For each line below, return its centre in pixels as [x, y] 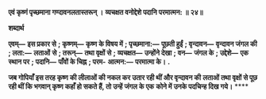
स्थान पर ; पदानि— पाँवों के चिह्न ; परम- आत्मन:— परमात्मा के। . [89, 62]
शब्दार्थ [16, 28]
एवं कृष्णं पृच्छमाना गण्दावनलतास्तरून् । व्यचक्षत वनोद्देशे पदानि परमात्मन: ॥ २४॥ [106, 12]
